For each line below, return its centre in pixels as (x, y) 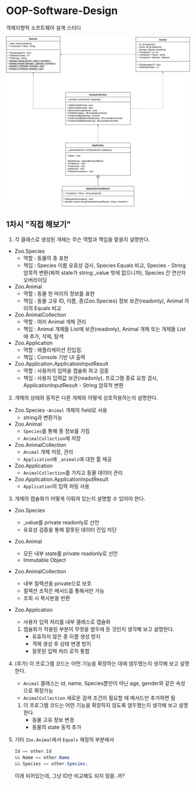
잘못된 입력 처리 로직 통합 (61, 651)
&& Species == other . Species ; (51, 764)
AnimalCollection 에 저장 (52, 438)
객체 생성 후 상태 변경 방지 (62, 644)
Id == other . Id (33, 752)
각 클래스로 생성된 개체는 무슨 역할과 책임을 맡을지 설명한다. (82, 240)
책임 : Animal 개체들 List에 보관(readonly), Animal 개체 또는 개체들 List (104, 329)
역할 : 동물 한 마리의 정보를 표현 (59, 294)
